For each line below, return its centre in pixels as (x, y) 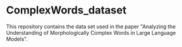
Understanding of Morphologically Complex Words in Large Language (91, 32)
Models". (17, 39)
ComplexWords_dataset (66, 10)
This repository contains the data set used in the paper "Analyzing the (91, 26)
